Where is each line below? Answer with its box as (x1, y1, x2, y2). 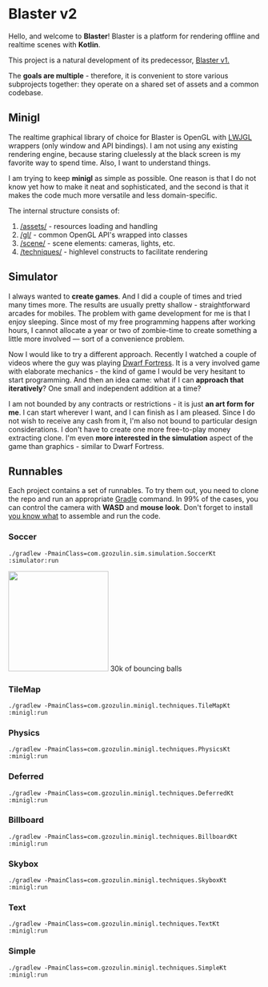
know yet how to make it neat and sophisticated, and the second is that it (8, 182, 250, 191)
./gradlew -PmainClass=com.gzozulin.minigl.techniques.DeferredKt (8, 789, 234, 797)
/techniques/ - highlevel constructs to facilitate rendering (19, 247, 208, 256)
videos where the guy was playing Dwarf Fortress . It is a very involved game (8, 358, 260, 367)
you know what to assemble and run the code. (8, 512, 162, 521)
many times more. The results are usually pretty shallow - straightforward (8, 299, 250, 309)
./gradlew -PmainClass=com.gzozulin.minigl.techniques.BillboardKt (8, 833, 238, 841)
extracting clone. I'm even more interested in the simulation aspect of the (8, 433, 254, 443)
